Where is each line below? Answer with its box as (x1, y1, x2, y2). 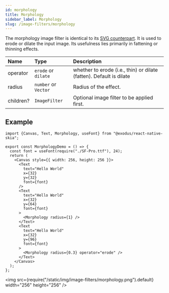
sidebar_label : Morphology (5, 17, 62, 22)
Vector (34, 87, 50, 93)
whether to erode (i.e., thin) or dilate (72, 67, 158, 74)
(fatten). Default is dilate (72, 73, 130, 80)
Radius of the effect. (72, 84, 121, 91)
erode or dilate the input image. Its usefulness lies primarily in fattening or (5, 41, 158, 47)
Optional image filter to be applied (72, 94, 153, 101)
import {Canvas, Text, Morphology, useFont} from (5, 131, 112, 136)
